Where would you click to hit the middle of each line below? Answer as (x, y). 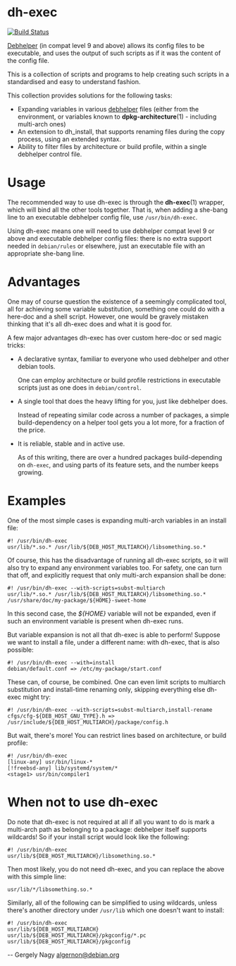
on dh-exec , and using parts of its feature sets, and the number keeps (118, 465)
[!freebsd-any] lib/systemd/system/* (63, 768)
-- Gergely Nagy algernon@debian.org (63, 955)
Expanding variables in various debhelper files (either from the (108, 109)
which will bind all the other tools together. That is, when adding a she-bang (117, 210)
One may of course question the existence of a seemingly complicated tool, (117, 302)
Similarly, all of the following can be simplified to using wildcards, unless (112, 902)
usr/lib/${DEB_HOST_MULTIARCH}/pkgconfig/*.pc (77, 935)
